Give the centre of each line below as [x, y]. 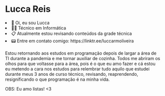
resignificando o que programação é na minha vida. [57, 79]
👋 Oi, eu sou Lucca [31, 23]
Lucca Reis [28, 9]
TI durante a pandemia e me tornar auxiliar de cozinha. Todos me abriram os [83, 58]
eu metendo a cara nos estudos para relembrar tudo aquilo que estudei [77, 69]
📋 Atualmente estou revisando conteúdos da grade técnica [72, 33]
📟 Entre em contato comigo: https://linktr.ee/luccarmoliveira [73, 41]
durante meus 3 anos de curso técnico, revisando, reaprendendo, [72, 74]
